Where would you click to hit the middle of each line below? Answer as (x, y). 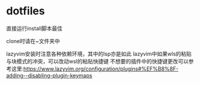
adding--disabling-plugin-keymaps (49, 75)
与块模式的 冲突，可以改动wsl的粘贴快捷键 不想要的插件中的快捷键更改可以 (98, 61)
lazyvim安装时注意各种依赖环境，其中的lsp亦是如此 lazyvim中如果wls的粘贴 (99, 54)
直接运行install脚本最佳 (34, 28)
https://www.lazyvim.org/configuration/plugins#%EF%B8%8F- (101, 69)
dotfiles (26, 11)
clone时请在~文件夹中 (33, 41)
